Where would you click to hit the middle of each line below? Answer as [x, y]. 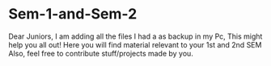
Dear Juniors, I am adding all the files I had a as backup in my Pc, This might [135, 36]
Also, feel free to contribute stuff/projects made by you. [101, 53]
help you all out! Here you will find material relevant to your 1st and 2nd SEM [135, 44]
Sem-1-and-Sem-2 [73, 14]
